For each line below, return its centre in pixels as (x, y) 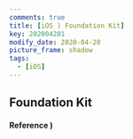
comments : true (37, 17)
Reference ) (31, 125)
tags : (19, 58)
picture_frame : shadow (51, 50)
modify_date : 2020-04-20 (55, 42)
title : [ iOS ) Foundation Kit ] (67, 26)
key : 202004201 (37, 34)
